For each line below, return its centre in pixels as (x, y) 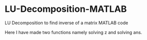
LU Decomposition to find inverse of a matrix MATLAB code (66, 23)
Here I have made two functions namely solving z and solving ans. (73, 32)
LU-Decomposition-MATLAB (66, 9)
